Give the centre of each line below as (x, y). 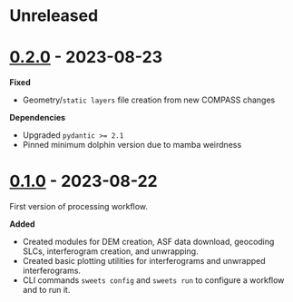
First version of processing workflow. (78, 207)
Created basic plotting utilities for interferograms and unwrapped (144, 261)
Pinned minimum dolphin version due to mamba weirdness (132, 145)
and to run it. (46, 290)
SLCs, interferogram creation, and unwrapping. (110, 251)
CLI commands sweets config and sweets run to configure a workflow (153, 280)
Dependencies (38, 118)
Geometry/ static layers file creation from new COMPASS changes (149, 100)
